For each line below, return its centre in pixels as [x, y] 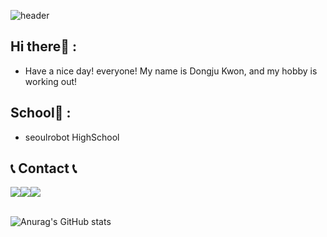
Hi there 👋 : [44, 46]
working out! [51, 81]
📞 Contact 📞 [44, 168]
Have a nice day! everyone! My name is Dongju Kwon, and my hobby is [171, 71]
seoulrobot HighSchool [72, 137]
